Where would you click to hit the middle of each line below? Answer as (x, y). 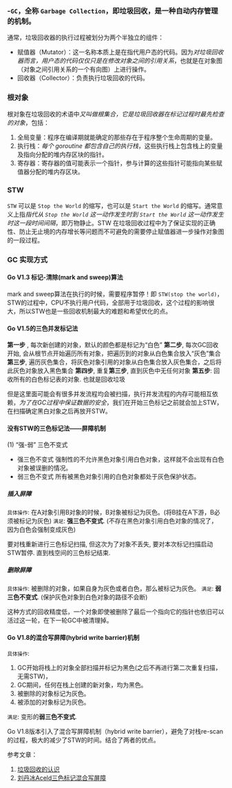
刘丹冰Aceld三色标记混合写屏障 (62, 778)
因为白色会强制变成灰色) (42, 530)
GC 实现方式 (28, 260)
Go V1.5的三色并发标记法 (43, 328)
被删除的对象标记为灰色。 (53, 693)
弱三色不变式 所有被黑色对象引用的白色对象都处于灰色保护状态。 (108, 477)
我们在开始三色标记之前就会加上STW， (168, 403)
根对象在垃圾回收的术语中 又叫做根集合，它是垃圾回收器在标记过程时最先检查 (116, 114)
